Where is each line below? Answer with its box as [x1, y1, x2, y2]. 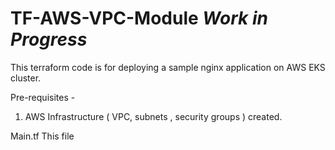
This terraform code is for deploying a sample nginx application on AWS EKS [10, 61, 326, 73]
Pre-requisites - [10, 91, 76, 103]
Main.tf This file [10, 130, 75, 142]
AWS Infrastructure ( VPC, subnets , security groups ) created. [24, 110, 283, 122]
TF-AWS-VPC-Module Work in [10, 7, 268, 30]
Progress [10, 28, 88, 51]
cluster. [10, 72, 42, 84]
